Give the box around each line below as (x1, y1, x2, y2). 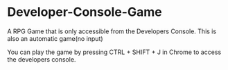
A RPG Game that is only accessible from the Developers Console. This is (7, 27, 217, 35)
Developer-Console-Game (7, 4, 162, 20)
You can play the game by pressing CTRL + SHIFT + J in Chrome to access (7, 48, 222, 56)
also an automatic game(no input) (7, 34, 103, 42)
